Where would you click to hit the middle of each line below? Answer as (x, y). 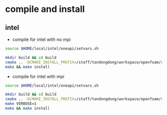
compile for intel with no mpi (42, 39)
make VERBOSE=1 (21, 104)
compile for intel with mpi (38, 76)
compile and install (45, 9)
